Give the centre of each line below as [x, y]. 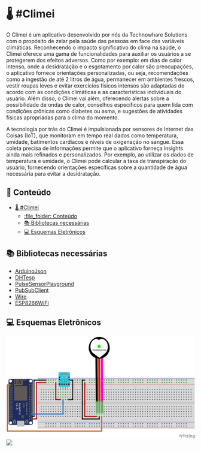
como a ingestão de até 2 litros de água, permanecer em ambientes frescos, [100, 79]
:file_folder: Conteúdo [51, 216]
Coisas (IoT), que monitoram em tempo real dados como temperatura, [92, 135]
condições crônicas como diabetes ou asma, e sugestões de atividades [94, 111]
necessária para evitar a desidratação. [54, 173]
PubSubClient [32, 290]
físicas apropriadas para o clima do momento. [63, 117]
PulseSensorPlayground [45, 284]
